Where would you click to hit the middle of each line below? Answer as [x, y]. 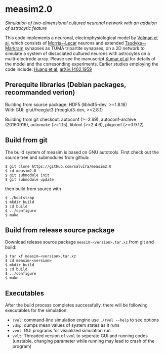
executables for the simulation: [37, 310]
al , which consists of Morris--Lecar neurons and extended [64, 43]
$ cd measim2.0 [21, 171]
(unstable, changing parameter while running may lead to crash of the [83, 341]
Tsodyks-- [136, 43]
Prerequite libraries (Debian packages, [66, 85]
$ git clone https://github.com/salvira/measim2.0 [58, 166]
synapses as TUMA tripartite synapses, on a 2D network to [84, 48]
